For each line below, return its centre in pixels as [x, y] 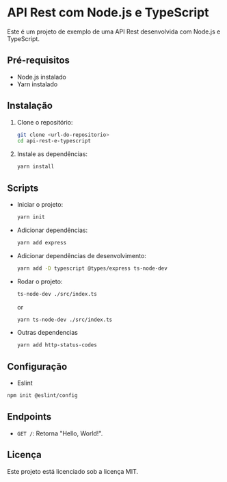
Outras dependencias [48, 333]
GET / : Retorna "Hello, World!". [60, 433]
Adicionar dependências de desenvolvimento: [82, 255]
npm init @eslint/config [42, 396]
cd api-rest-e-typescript [54, 141]
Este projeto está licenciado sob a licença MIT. [73, 471]
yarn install [36, 167]
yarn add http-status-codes [57, 345]
